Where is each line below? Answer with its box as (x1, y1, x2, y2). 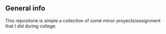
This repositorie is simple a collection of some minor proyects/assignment (5, 17, 161, 23)
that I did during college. (5, 23, 57, 29)
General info (5, 4, 45, 13)
